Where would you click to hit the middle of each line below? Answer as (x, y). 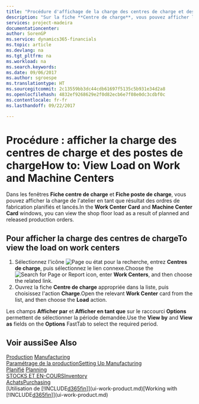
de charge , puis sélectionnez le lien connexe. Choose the (84, 269)
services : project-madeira (39, 23)
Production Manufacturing (38, 357)
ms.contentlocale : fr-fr (37, 100)
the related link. (34, 281)
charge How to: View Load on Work (93, 165)
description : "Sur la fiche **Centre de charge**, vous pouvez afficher (98, 17)
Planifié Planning (27, 370)
